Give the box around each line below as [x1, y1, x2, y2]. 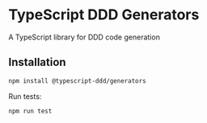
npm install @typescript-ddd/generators [8, 76, 147, 85]
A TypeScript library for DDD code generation [8, 32, 160, 42]
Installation [8, 55, 66, 69]
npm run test [8, 107, 53, 115]
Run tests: [8, 91, 42, 101]
